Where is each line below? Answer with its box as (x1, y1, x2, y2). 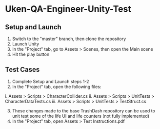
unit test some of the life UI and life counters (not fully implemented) (12, 113, 150, 119)
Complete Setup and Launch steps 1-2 (12, 78, 89, 84)
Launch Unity (12, 41, 40, 47)
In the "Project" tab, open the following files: (12, 84, 101, 89)
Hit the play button (12, 51, 50, 57)
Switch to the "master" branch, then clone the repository (12, 36, 126, 42)
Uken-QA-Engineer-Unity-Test (5, 3, 132, 15)
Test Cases (5, 65, 40, 74)
